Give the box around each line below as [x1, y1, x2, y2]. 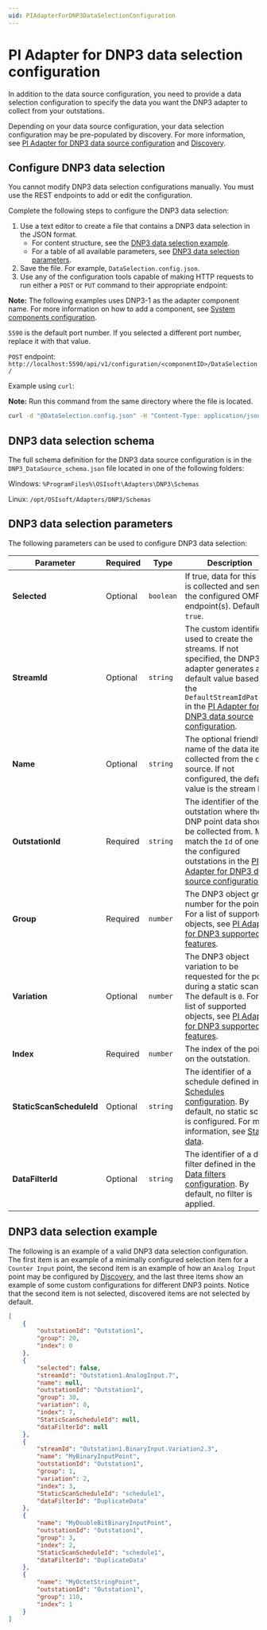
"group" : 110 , [37, 1593, 83, 1601]
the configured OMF [184, 590, 261, 601]
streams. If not [184, 643, 239, 654]
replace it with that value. [8, 337, 91, 346]
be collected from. [184, 825, 253, 836]
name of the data [184, 744, 249, 755]
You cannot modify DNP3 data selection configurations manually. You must [8, 182, 254, 191]
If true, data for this [184, 570, 257, 581]
